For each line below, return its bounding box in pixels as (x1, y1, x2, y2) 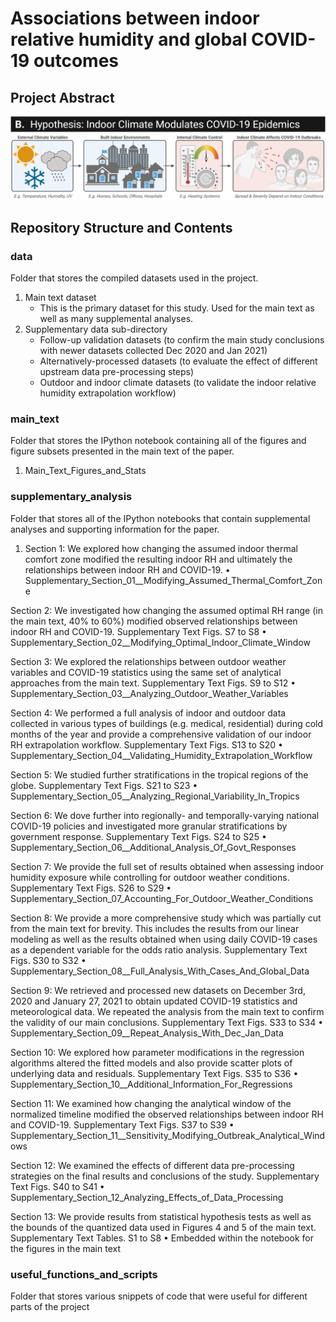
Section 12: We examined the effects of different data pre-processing (10, 1159, 295, 1171)
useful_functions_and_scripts (10, 1267, 158, 1281)
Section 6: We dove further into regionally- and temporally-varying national (10, 809, 320, 821)
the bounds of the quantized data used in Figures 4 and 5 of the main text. (10, 1221, 317, 1233)
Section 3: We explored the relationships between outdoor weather (10, 655, 287, 667)
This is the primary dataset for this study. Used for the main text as (39, 302, 315, 314)
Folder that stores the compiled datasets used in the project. (10, 272, 259, 284)
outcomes (33, 50, 120, 72)
